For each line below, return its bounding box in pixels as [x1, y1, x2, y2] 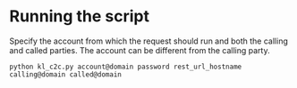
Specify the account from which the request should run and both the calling [9, 36, 288, 46]
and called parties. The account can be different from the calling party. [9, 44, 270, 55]
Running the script [9, 6, 150, 27]
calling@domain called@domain [9, 69, 123, 79]
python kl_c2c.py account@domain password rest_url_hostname [9, 62, 242, 71]
